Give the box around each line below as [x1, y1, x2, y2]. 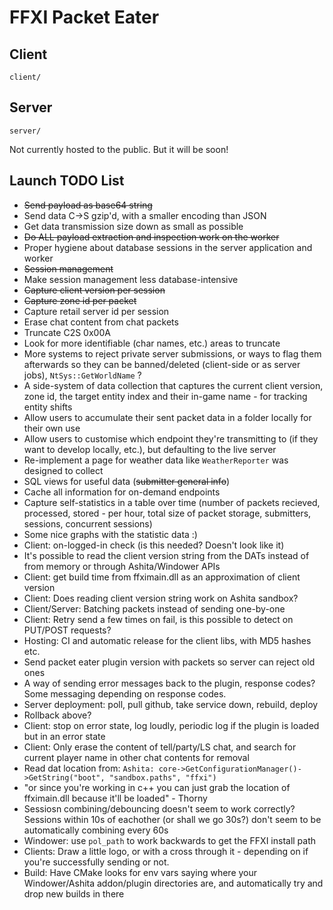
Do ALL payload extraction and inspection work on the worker [23, 231, 280, 243]
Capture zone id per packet [23, 294, 137, 306]
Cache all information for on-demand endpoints [23, 486, 221, 498]
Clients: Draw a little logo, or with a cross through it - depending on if [23, 845, 309, 857]
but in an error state [23, 730, 106, 742]
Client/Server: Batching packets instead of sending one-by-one [23, 602, 286, 615]
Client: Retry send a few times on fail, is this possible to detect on [23, 613, 294, 625]
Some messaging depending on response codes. [23, 687, 227, 700]
